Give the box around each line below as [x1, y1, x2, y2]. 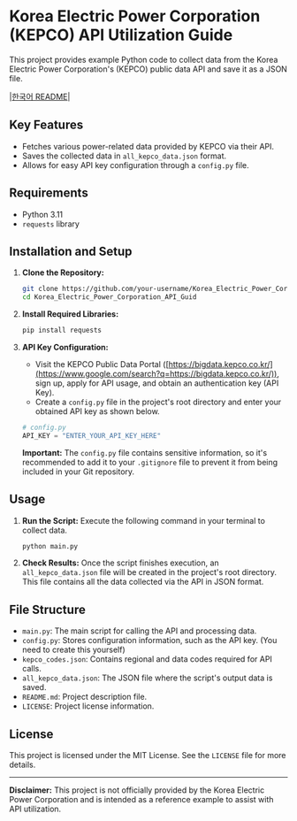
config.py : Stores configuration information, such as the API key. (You [21, 635, 278, 646]
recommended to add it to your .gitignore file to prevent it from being [21, 457, 278, 467]
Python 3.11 [21, 209, 64, 219]
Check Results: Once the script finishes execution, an [21, 557, 219, 568]
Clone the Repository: [21, 267, 104, 278]
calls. [21, 664, 42, 674]
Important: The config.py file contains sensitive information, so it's [21, 447, 268, 457]
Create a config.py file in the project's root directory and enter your [34, 396, 282, 407]
